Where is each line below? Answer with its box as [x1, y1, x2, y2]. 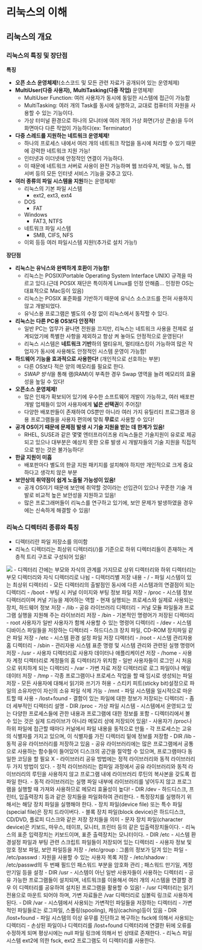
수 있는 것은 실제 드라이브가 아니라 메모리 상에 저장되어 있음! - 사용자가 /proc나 [6, 717, 192, 725]
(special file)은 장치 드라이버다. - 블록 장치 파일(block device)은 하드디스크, [6, 808, 186, 816]
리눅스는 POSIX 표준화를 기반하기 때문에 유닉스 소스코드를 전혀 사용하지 [24, 294, 193, 302]
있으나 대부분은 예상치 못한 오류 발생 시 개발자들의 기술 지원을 [35, 438, 180, 446]
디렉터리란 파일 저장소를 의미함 [14, 538, 88, 546]
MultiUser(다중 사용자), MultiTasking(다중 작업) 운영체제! [14, 86, 154, 94]
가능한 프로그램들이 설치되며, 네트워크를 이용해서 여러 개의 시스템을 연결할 [12, 876, 187, 884]
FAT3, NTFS [33, 217, 63, 225]
